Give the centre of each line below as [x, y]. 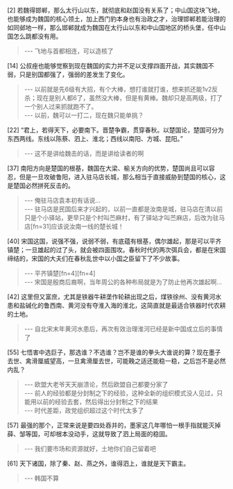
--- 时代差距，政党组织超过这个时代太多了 [84, 411]
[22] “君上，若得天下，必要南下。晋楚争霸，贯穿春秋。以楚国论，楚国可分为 [115, 130]
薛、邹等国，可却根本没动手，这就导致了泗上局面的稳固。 [89, 434]
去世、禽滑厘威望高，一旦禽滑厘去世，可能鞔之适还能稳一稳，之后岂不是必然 [116, 361]
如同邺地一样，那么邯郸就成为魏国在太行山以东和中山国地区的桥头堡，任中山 [116, 27]
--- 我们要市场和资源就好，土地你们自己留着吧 [90, 449]
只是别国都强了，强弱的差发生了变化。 [74, 74]
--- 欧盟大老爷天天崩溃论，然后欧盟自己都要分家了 [96, 384]
